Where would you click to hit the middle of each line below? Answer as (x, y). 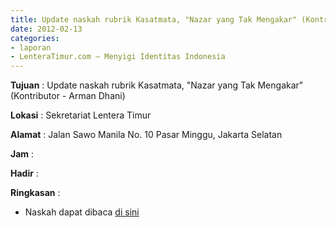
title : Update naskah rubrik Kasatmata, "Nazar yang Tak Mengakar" (154, 19)
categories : (35, 38)
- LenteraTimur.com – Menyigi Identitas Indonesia (118, 57)
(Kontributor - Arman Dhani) (68, 96)
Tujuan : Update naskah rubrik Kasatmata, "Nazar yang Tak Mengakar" (157, 85)
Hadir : (24, 173)
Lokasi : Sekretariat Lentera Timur (81, 115)
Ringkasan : (35, 193)
